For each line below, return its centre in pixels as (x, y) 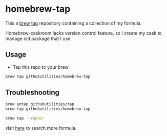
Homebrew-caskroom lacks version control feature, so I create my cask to (84, 33)
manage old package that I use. (38, 38)
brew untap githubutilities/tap (40, 104)
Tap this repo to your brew (41, 67)
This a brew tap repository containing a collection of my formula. (74, 23)
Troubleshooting (33, 93)
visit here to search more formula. (41, 128)
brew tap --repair (25, 119)
